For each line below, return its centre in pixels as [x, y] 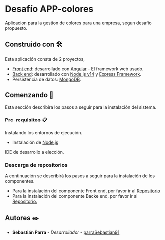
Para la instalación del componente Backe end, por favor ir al [75, 196]
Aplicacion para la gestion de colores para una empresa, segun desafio [78, 23]
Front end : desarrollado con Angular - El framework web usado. [78, 69]
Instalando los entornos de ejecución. [44, 132]
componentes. [20, 181]
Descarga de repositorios [37, 165]
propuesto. [16, 28]
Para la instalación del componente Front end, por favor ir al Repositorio [86, 191]
